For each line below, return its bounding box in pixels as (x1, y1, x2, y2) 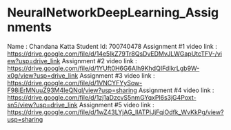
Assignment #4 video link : (139, 86, 214, 94)
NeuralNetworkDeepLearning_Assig (7, 5, 219, 21)
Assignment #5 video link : (79, 100, 155, 109)
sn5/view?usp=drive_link (7, 100, 78, 109)
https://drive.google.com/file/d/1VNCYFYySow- (7, 78, 143, 87)
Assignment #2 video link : (61, 56, 137, 65)
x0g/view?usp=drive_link (7, 71, 79, 80)
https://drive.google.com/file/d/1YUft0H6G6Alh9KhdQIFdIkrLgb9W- (7, 64, 200, 72)
